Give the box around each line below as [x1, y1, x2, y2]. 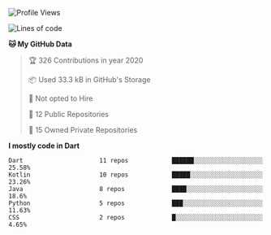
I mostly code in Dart [8, 141, 80, 150]
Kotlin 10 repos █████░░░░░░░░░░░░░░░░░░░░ [8, 171, 264, 179]
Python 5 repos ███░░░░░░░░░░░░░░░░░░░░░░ [8, 199, 264, 207]
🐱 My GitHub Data [8, 39, 73, 49]
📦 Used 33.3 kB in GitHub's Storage [28, 75, 151, 85]
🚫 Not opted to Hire [28, 94, 93, 103]
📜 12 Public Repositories [28, 110, 110, 119]
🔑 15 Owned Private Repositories [28, 125, 138, 134]
